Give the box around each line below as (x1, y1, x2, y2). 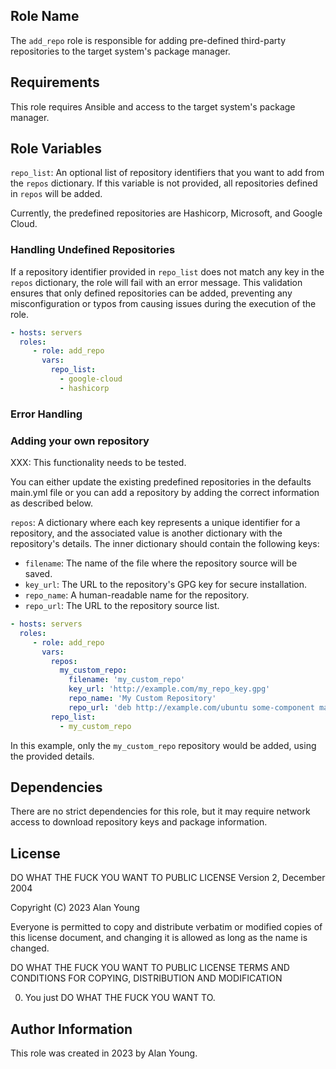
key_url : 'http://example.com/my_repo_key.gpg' (68, 684, 271, 694)
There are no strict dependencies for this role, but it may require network (10, 805, 311, 818)
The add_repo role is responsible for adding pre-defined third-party (10, 34, 287, 46)
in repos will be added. (10, 188, 103, 200)
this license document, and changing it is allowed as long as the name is (10, 932, 308, 944)
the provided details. (10, 750, 95, 762)
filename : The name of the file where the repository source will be (24, 557, 298, 569)
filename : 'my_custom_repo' (68, 675, 186, 685)
